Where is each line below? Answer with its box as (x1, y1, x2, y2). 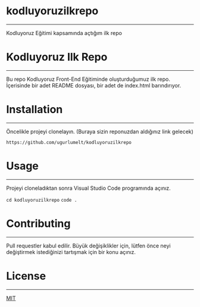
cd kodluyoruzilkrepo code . (6, 197, 77, 203)
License (6, 269, 46, 283)
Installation (6, 103, 63, 117)
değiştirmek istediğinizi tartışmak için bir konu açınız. (6, 248, 136, 255)
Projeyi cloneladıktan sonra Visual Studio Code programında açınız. (6, 184, 171, 192)
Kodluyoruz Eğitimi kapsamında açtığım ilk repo (6, 29, 122, 36)
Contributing (6, 217, 71, 230)
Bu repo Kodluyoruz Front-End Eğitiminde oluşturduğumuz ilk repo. (6, 76, 171, 83)
